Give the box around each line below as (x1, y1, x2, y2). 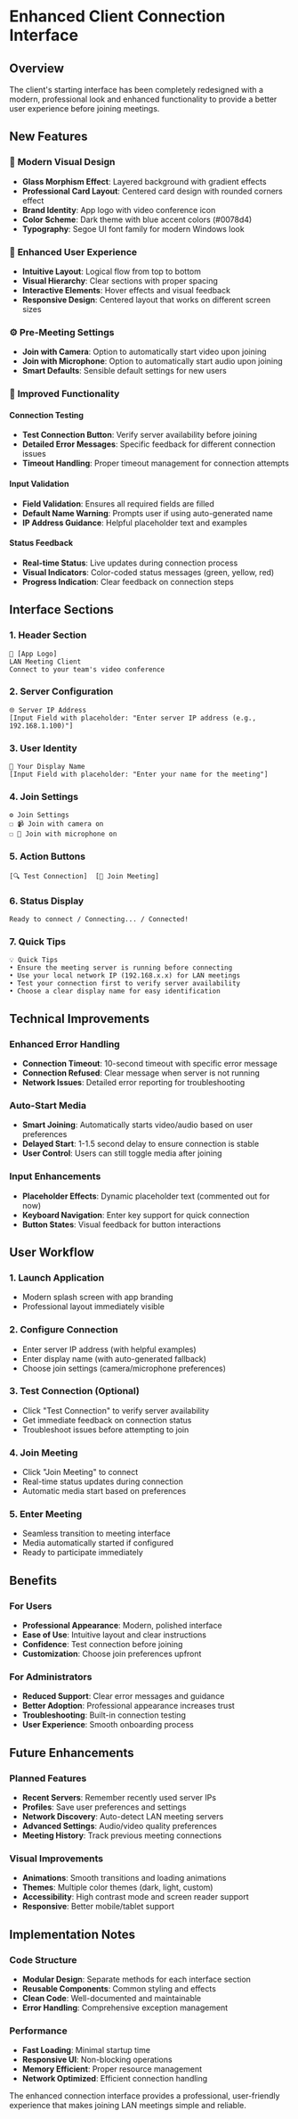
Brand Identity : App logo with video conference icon (21, 204, 216, 215)
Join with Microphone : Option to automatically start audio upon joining (21, 356, 283, 367)
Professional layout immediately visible (21, 1301, 165, 1312)
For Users (9, 1599, 52, 1612)
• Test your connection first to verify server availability (9, 979, 241, 988)
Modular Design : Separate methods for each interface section (21, 1974, 252, 1985)
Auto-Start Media (9, 1099, 87, 1111)
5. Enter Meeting (9, 1508, 83, 1521)
